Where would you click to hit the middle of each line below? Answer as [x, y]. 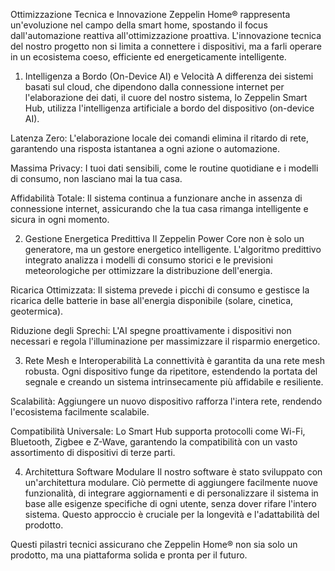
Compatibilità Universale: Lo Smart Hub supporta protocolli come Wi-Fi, [158, 431]
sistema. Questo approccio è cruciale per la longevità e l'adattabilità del [172, 514]
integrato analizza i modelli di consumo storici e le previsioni [148, 260]
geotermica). [37, 311]
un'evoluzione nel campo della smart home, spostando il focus [139, 25]
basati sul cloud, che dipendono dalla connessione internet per [154, 87]
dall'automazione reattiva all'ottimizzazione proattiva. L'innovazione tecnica [166, 35]
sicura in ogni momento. [60, 219]
